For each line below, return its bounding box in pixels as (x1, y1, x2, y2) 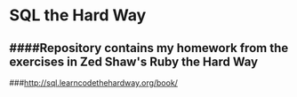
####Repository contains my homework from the (9, 41, 289, 56)
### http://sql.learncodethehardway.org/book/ (9, 78, 178, 88)
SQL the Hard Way (9, 5, 147, 26)
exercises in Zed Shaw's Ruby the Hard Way (9, 54, 259, 69)
